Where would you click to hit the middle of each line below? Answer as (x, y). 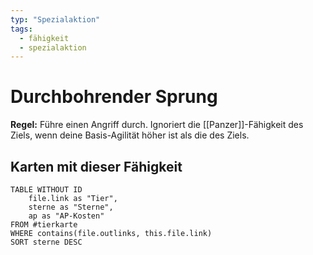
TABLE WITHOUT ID (46, 190)
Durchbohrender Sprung (114, 97)
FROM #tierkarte (44, 225)
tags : (21, 29)
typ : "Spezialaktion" (55, 19)
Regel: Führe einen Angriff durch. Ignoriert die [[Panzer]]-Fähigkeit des (157, 125)
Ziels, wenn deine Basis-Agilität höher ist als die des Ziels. (130, 135)
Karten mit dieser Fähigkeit (96, 166)
